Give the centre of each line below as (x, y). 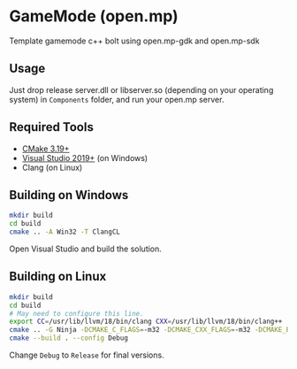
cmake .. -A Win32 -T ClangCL (65, 232)
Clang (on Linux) (52, 167)
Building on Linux (58, 277)
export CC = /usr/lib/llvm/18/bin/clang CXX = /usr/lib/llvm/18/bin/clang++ (146, 322)
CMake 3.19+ (46, 149)
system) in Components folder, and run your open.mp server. (117, 99)
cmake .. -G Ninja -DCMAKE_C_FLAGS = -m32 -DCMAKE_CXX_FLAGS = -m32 (130, 330)
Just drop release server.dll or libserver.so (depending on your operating (141, 89)
